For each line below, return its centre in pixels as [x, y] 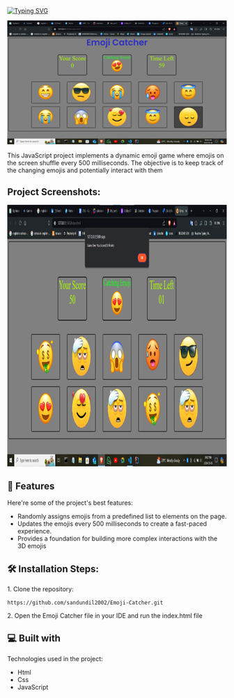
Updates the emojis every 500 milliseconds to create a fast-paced [112, 524]
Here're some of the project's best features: [70, 503]
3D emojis [32, 546]
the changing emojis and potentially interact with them [85, 170]
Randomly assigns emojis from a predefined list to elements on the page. [122, 517]
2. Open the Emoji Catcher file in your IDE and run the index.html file [105, 615]
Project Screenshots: [54, 192]
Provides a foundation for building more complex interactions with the [117, 539]
